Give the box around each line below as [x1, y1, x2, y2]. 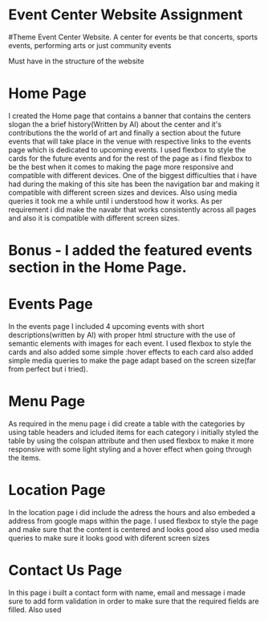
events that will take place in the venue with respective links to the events [8, 136, 251, 146]
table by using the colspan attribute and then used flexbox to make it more [8, 436, 254, 445]
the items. [8, 453, 42, 462]
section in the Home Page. [8, 258, 187, 277]
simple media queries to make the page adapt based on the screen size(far [8, 355, 257, 365]
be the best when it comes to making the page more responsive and [8, 162, 234, 172]
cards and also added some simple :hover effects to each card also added [8, 347, 254, 356]
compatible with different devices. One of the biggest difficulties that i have [8, 170, 258, 180]
